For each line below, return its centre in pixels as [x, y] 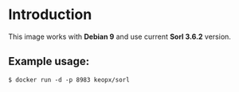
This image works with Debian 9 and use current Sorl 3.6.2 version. [119, 36]
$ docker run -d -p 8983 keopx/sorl [69, 80]
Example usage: [49, 61]
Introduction [50, 15]
